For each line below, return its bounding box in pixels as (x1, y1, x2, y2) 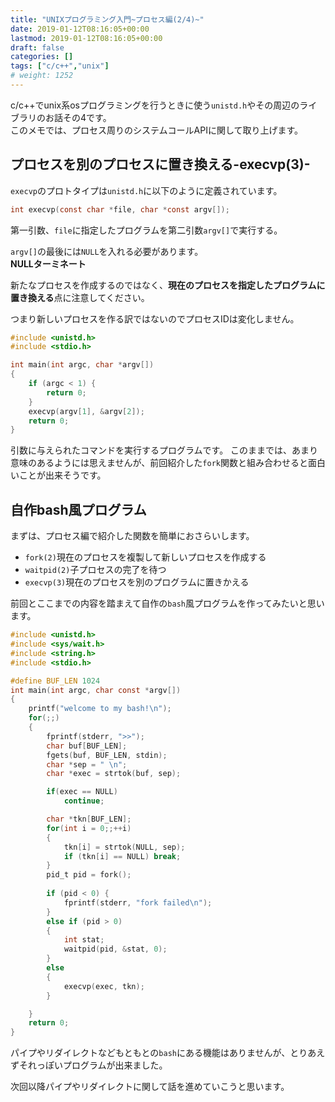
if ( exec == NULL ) (46, 787, 118, 797)
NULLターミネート (10, 257, 87, 270)
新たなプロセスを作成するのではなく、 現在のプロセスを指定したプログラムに (10, 279, 326, 291)
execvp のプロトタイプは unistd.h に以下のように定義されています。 (10, 184, 283, 196)
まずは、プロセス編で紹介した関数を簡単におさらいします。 (10, 530, 255, 542)
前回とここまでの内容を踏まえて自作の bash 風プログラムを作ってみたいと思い (10, 597, 325, 610)
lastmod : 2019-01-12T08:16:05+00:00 (10, 33, 163, 43)
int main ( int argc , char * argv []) (10, 360, 155, 370)
